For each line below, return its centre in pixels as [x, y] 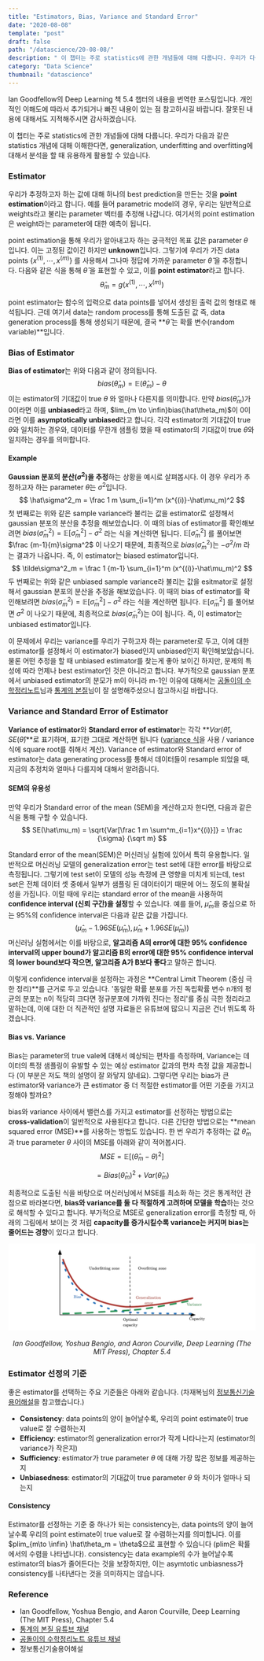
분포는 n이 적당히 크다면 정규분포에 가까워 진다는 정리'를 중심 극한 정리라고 [137, 998]
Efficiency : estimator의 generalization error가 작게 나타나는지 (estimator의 [137, 1438]
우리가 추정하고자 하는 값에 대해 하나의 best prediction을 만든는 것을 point [123, 194]
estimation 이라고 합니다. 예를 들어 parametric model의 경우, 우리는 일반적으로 [130, 204]
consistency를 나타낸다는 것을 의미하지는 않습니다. [86, 1574]
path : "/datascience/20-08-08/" [61, 50]
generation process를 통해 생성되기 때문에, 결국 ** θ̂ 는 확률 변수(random [121, 322]
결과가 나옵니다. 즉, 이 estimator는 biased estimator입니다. [107, 556]
